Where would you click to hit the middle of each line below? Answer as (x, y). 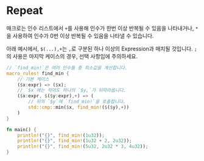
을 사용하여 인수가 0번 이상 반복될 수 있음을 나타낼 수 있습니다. (80, 36)
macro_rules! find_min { (38, 74)
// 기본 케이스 (33, 79)
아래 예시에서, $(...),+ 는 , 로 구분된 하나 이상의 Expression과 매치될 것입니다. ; (102, 49)
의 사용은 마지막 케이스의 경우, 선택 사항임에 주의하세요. (72, 56)
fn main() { (21, 129)
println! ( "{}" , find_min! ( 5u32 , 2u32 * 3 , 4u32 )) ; (83, 146)
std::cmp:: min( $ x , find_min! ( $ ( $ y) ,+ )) (79, 108)
